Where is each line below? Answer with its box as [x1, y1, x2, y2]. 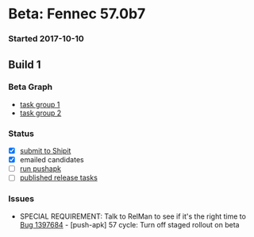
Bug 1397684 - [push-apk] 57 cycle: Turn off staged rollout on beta [19, 220, 240, 229]
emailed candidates [19, 155, 85, 165]
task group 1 [19, 99, 60, 109]
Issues [8, 193, 35, 204]
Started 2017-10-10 [8, 33, 85, 45]
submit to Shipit [19, 146, 71, 156]
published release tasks [19, 173, 98, 183]
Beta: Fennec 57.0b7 [8, 5, 146, 23]
